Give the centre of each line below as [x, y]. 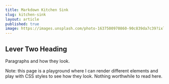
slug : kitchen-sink [26, 15]
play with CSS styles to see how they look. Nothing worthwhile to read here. [84, 76]
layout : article [22, 19]
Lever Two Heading [36, 49]
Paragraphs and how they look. [37, 61]
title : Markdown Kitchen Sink [37, 10]
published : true [22, 24]
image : [12, 29]
